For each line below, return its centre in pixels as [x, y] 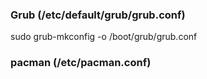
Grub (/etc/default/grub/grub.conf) [98, 15]
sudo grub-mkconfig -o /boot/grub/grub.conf [104, 37]
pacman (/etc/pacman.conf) [81, 63]
